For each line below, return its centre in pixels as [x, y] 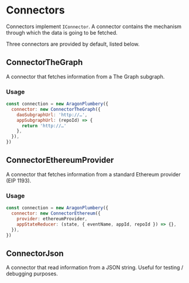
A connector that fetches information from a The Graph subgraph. [85, 76]
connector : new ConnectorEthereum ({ [56, 214]
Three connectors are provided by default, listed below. [73, 44]
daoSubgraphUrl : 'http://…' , [52, 115]
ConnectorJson [35, 253]
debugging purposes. [32, 274]
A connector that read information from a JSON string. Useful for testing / [95, 268]
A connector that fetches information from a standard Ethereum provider [94, 174]
